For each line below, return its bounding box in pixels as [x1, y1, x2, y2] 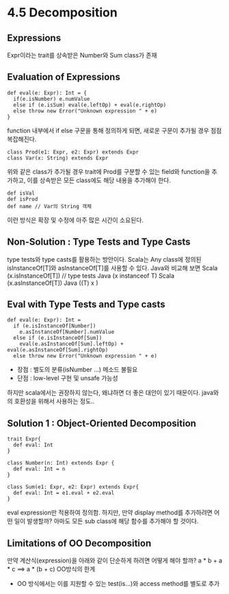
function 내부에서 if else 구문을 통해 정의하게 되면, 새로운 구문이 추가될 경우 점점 [7, 126, 222, 134]
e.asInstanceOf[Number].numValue [19, 329, 115, 336]
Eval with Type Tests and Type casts [7, 299, 165, 310]
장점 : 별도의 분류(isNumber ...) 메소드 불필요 [16, 365, 138, 374]
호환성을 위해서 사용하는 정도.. [14, 397, 95, 406]
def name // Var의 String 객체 [7, 203, 92, 210]
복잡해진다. [7, 135, 37, 143]
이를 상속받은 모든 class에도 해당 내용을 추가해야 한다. [27, 176, 171, 184]
